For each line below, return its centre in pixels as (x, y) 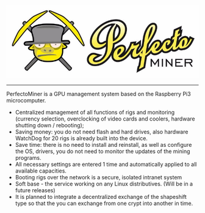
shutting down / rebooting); (49, 125)
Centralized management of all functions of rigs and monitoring (95, 113)
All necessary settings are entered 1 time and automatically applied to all (106, 165)
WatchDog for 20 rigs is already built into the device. (81, 138)
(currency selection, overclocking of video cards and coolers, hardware (105, 119)
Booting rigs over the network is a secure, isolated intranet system (99, 177)
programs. (28, 158)
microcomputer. (26, 100)
